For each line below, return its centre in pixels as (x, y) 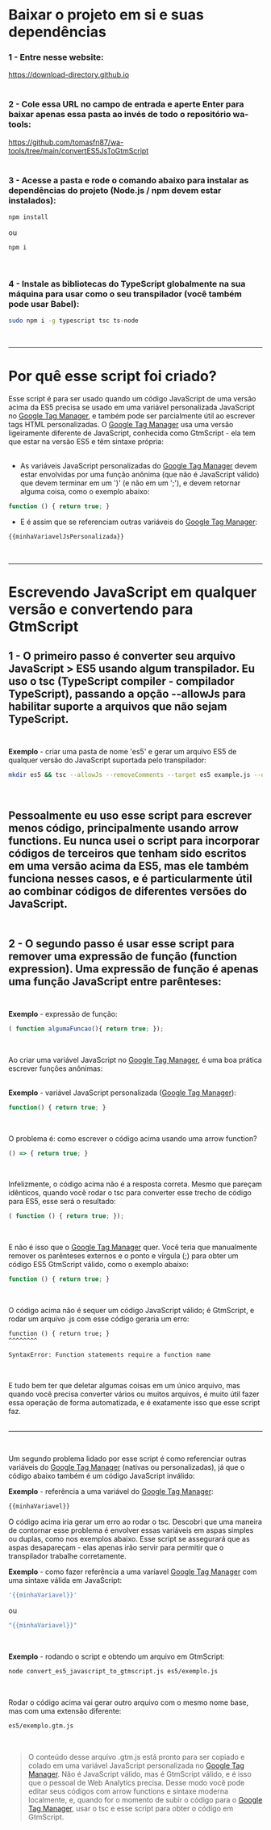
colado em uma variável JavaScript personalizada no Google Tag (136, 1765)
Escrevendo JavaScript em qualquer (133, 592)
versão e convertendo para (101, 609)
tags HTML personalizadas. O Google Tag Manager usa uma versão (121, 424)
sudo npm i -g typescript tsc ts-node (73, 321)
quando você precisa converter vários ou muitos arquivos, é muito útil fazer (134, 1394)
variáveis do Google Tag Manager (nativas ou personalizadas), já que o (127, 1467)
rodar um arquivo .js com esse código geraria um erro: (99, 1319)
